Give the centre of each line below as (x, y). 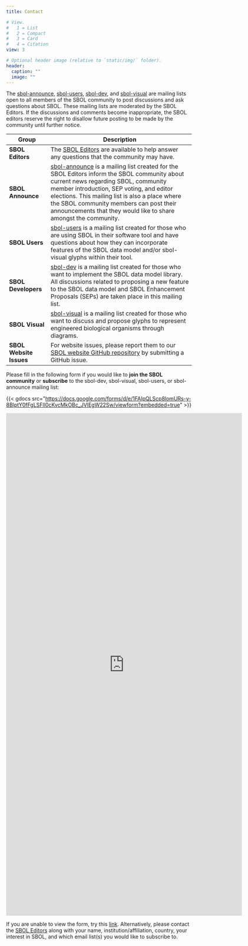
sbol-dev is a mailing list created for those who (116, 267)
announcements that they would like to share (113, 211)
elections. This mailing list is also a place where (116, 196)
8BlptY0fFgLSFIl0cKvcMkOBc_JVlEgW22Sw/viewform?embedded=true (93, 405)
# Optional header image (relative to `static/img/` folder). (84, 60)
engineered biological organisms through (107, 329)
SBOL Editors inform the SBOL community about (117, 174)
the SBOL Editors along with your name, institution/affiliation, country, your (97, 931)
